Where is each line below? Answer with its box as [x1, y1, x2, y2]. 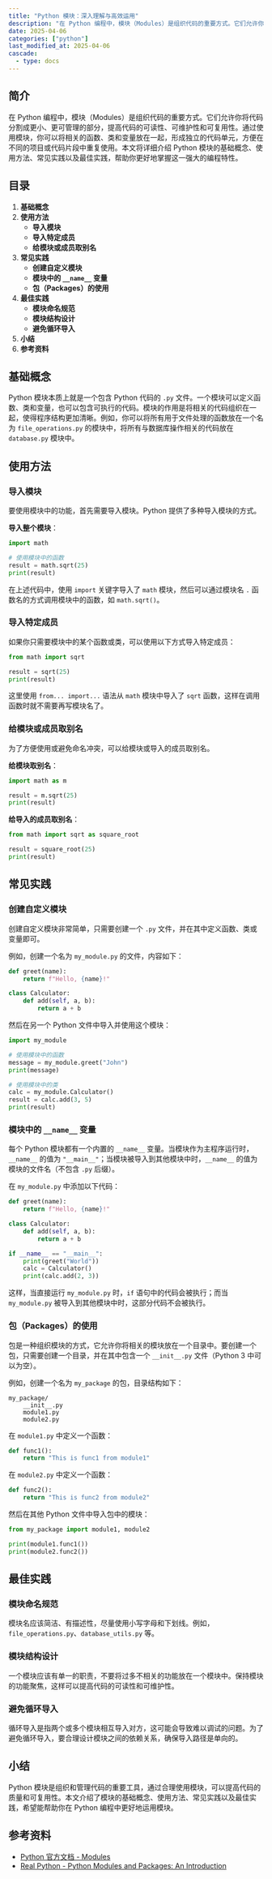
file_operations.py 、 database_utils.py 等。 [8, 1628, 159, 1638]
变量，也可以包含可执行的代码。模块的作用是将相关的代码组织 [36, 403, 243, 413]
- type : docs [15, 58, 60, 66]
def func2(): [8, 1486, 53, 1495]
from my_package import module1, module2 [8, 1525, 151, 1534]
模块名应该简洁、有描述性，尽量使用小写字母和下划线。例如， [8, 1619, 215, 1628]
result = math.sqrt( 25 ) [8, 561, 89, 569]
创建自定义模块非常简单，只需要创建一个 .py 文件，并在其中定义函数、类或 [8, 924, 257, 933]
